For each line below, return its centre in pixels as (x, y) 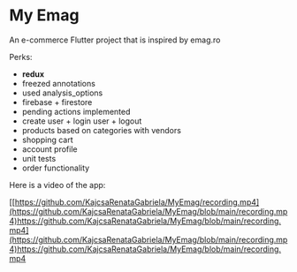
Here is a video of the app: (57, 185)
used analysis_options (62, 93)
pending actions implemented (76, 111)
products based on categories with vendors (101, 130)
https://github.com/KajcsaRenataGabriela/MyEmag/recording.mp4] (137, 202)
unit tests (39, 158)
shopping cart (47, 140)
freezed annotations (58, 83)
